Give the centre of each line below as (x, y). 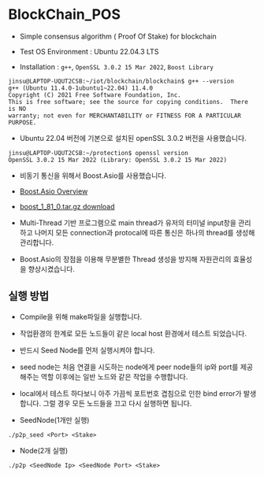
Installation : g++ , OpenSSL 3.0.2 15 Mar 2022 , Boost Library (117, 67)
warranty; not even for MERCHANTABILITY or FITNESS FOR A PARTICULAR (125, 116)
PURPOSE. (22, 122)
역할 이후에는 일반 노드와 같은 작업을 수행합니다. (114, 376)
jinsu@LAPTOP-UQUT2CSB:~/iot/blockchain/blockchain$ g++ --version (121, 81)
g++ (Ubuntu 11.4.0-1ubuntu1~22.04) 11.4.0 (81, 88)
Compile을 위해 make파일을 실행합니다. (81, 316)
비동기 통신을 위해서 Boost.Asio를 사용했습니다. (93, 176)
